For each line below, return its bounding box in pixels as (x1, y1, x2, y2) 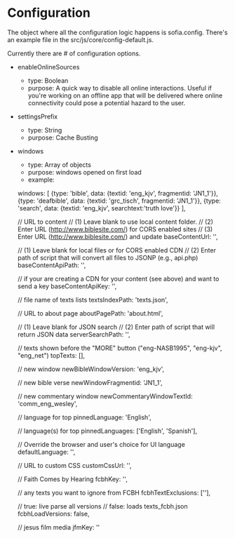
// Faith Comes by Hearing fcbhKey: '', (17, 475, 128, 483)
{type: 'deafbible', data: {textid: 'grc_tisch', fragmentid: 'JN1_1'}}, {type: (17, 196, 221, 205)
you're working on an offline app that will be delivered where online (27, 91, 223, 100)
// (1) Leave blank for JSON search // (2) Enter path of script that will (17, 323, 215, 331)
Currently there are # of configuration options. (7, 49, 141, 58)
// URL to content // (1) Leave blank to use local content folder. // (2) (17, 217, 214, 226)
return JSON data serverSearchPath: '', (17, 330, 131, 338)
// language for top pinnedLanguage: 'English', (17, 412, 152, 422)
